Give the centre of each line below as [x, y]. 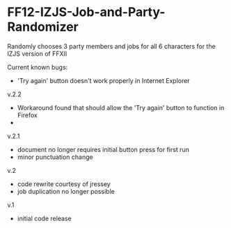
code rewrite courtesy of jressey [64, 184]
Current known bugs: [38, 67]
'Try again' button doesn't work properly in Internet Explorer [103, 80]
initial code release [44, 218]
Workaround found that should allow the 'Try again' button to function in [121, 107]
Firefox [27, 115]
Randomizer [43, 27]
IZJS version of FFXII [37, 54]
